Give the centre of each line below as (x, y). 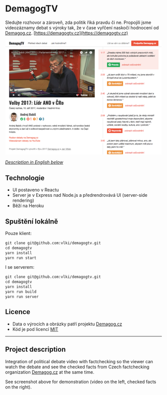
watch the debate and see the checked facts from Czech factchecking (77, 367)
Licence (18, 312)
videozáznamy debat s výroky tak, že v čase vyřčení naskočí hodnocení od (82, 27)
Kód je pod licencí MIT (35, 329)
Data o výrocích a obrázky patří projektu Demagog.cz (67, 324)
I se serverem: (20, 267)
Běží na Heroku (28, 206)
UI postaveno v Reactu (36, 190)
